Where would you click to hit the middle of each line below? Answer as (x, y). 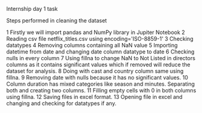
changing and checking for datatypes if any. (61, 103)
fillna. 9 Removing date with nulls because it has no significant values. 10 (97, 77)
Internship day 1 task (32, 9)
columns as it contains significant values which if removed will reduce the (98, 64)
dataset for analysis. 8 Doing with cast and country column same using (95, 71)
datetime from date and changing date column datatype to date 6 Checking (100, 52)
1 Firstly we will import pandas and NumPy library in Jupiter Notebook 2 (96, 32)
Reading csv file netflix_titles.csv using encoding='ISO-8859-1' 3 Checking (100, 39)
